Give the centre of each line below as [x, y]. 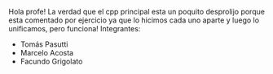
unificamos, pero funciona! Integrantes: [75, 29]
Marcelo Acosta [47, 53]
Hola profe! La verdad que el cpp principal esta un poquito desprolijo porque [136, 12]
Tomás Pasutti [44, 44]
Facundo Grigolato [51, 61]
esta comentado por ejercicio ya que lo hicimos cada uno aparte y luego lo [134, 20]
